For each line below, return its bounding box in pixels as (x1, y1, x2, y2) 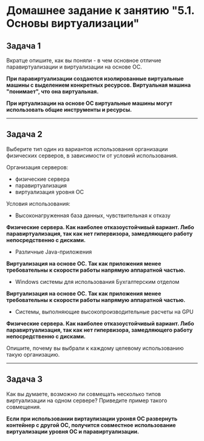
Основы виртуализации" (6, 16, 140, 30)
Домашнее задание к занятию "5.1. (6, 4, 195, 18)
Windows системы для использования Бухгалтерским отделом (15, 278, 180, 285)
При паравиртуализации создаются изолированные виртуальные (6, 75, 184, 82)
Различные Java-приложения (15, 248, 92, 255)
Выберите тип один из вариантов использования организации (6, 145, 168, 152)
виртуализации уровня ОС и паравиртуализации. (6, 428, 140, 435)
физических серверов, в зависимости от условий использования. (6, 152, 178, 159)
